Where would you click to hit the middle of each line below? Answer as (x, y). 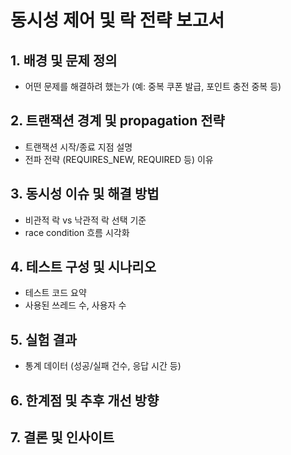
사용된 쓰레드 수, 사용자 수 (75, 305)
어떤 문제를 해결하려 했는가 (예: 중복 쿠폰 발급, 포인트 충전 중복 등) (153, 86)
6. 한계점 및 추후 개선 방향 (85, 400)
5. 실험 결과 (44, 339)
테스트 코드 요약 (55, 293)
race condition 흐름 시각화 (77, 232)
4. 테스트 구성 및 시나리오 (83, 267)
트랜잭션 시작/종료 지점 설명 (78, 147)
